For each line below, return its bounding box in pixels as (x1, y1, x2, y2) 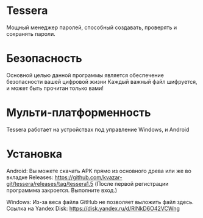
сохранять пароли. (6, 30, 56, 37)
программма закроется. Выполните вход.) (6, 186, 118, 194)
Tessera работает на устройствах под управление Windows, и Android (6, 126, 190, 133)
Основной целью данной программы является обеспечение (6, 71, 165, 79)
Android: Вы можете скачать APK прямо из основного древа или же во (6, 167, 192, 174)
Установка (6, 147, 63, 161)
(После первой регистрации (94, 180, 169, 187)
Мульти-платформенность (6, 106, 151, 120)
